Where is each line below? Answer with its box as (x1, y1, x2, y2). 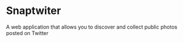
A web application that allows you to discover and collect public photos (6, 23, 178, 30)
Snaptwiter (6, 4, 61, 17)
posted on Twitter (6, 29, 49, 36)
